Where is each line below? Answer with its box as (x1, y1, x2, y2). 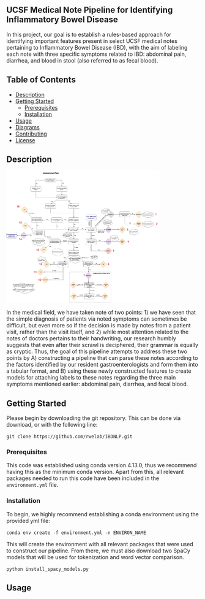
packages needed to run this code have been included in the (6, 475, 160, 482)
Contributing (15, 130, 47, 137)
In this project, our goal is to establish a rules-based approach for (6, 31, 171, 38)
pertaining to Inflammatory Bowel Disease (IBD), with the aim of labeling (6, 44, 188, 51)
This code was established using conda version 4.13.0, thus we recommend (6, 462, 197, 469)
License (15, 136, 35, 143)
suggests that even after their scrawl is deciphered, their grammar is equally (6, 341, 199, 349)
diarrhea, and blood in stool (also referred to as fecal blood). (6, 56, 158, 64)
